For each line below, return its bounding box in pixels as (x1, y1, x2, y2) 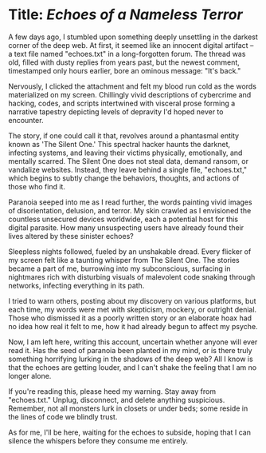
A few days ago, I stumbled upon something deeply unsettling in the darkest (8, 32, 259, 42)
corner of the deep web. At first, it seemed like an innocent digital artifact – (8, 40, 254, 50)
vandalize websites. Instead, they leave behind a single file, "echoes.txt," (8, 165, 248, 174)
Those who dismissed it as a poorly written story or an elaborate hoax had (8, 313, 252, 323)
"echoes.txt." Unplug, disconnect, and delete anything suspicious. (8, 395, 225, 404)
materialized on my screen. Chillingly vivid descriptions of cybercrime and (8, 89, 252, 99)
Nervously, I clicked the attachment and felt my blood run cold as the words (8, 81, 257, 91)
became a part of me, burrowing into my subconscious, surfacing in (8, 264, 231, 273)
